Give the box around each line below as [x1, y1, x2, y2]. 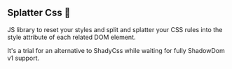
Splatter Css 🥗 [7, 7, 71, 19]
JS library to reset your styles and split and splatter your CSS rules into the [7, 25, 223, 33]
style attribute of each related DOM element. [7, 33, 136, 41]
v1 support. [7, 54, 40, 62]
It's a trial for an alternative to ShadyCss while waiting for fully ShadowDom [7, 46, 226, 54]
